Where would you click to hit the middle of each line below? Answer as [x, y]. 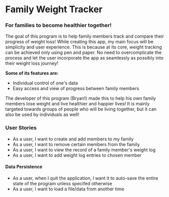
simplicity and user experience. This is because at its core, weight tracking [83, 47]
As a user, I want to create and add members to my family [73, 139]
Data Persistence [24, 167]
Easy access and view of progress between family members [76, 89]
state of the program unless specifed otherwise [62, 183]
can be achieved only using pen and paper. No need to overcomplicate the [83, 52]
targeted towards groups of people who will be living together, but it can [81, 109]
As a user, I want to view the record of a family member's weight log [84, 150]
